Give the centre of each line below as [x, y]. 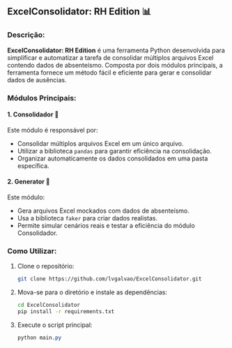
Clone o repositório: [46, 266]
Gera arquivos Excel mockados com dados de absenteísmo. [103, 211]
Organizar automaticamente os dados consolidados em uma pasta [113, 158]
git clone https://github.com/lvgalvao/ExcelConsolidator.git [109, 279]
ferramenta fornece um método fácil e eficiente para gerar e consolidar [110, 73]
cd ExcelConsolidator [48, 305]
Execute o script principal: [55, 325]
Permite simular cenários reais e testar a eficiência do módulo [106, 226]
